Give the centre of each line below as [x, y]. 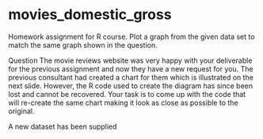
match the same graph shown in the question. [83, 44]
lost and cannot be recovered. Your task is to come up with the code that [127, 94]
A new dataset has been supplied [63, 126]
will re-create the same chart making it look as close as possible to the [124, 102]
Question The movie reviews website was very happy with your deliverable [130, 60]
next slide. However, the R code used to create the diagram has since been [131, 86]
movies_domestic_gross [90, 15]
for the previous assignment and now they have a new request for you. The [131, 68]
